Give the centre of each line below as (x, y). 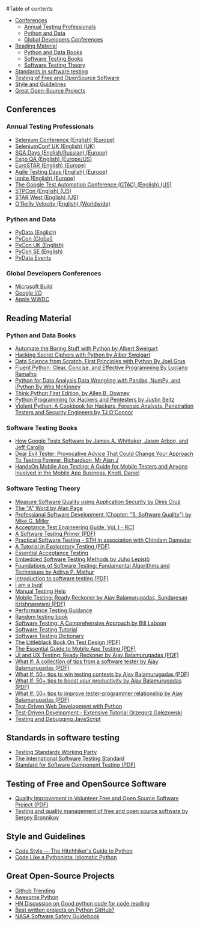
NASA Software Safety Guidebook (57, 916)
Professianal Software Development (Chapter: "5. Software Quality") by (103, 514)
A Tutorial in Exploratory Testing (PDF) (62, 546)
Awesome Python (37, 897)
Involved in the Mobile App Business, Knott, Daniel (77, 473)
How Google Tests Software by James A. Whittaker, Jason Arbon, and (102, 441)
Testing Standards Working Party (56, 752)
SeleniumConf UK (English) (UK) (55, 146)
